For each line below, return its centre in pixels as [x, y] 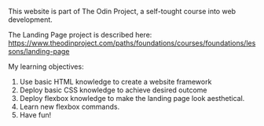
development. [30, 20]
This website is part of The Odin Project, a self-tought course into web [122, 11]
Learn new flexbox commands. [70, 106]
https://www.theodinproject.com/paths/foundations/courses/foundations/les [132, 43]
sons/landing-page [39, 51]
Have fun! [35, 115]
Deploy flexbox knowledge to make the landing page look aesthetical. [132, 98]
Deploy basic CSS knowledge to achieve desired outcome [113, 90]
